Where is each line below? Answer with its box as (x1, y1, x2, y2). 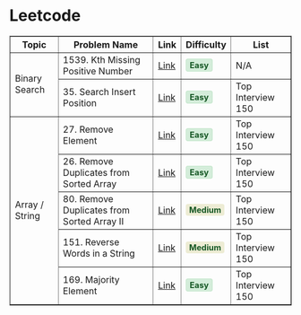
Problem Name (73, 38, 139, 50)
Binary (14, 73, 43, 85)
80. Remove (62, 192, 114, 205)
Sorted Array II (62, 214, 125, 227)
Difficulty (185, 38, 227, 50)
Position (62, 96, 97, 109)
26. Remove (62, 154, 114, 167)
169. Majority (62, 273, 120, 285)
